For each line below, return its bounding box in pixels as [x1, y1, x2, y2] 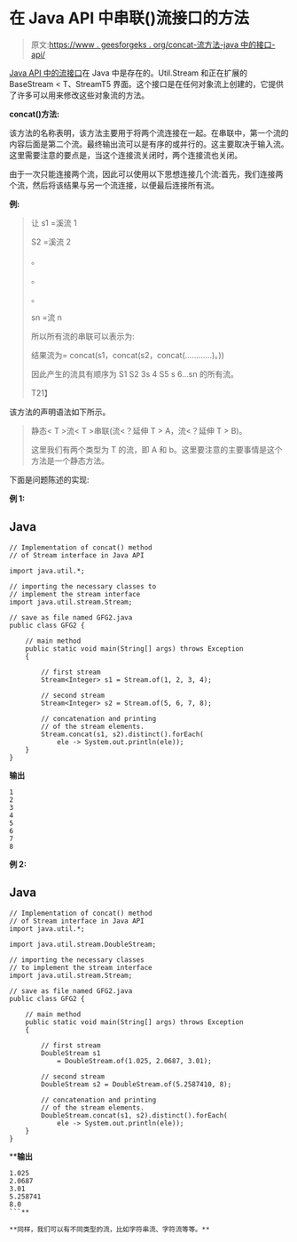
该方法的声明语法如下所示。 [9, 406, 111, 417]
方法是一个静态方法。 [30, 455, 109, 466]
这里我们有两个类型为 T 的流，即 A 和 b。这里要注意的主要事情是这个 [30, 444, 283, 454]
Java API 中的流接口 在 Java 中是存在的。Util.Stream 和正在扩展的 [9, 68, 248, 78]
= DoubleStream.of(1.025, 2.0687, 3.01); [56, 1056, 213, 1065]
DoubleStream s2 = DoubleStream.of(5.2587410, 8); [41, 1079, 232, 1089]
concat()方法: [9, 108, 60, 119]
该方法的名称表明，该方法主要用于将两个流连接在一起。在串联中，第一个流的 [9, 127, 289, 138]
